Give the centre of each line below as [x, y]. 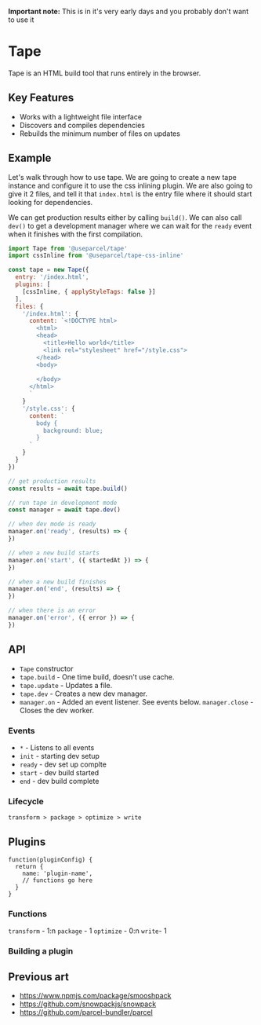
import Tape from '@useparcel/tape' [68, 248]
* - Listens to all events [57, 747]
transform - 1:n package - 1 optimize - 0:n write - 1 [87, 931]
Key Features [41, 98]
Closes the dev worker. [56, 710]
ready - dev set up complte [63, 764]
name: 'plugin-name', [57, 874]
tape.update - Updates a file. [66, 685]
